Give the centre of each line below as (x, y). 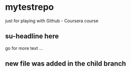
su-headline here (32, 36)
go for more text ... (24, 48)
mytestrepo (30, 7)
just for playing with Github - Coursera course (52, 21)
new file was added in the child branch (65, 64)
